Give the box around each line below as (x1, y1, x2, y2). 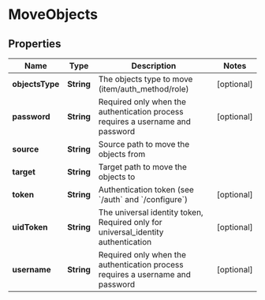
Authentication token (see (98, 184, 195, 195)
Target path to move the (98, 162, 188, 172)
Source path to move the (98, 139, 190, 149)
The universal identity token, (98, 207, 203, 218)
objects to (98, 171, 136, 182)
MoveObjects (8, 6, 99, 24)
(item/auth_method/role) (98, 84, 189, 94)
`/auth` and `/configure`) (98, 194, 188, 204)
